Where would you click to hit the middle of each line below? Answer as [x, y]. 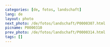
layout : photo [19, 19]
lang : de [14, 14]
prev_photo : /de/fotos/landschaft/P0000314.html [55, 32]
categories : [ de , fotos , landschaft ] [43, 10]
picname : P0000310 [24, 28]
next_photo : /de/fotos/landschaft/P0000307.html [55, 23]
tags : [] [14, 37]
